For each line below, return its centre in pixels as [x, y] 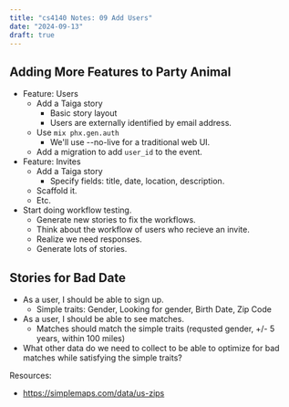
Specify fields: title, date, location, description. [137, 181]
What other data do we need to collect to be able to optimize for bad [151, 348]
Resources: [31, 376]
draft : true [32, 35]
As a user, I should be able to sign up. [93, 299]
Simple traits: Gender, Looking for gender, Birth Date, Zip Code [154, 309]
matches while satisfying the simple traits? [102, 358]
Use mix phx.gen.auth [78, 132]
